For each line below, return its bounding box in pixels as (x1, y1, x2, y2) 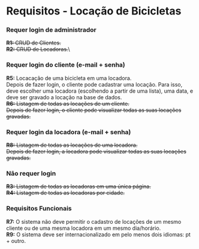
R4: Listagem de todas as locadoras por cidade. (6, 189, 125, 197)
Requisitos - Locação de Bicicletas (6, 4, 182, 18)
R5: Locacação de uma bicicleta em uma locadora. (6, 74, 132, 82)
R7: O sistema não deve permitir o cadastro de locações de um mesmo (6, 218, 182, 225)
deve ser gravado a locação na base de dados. (6, 93, 122, 100)
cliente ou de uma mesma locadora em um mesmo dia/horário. (6, 224, 161, 232)
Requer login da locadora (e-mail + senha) (6, 128, 131, 136)
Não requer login (6, 170, 56, 177)
